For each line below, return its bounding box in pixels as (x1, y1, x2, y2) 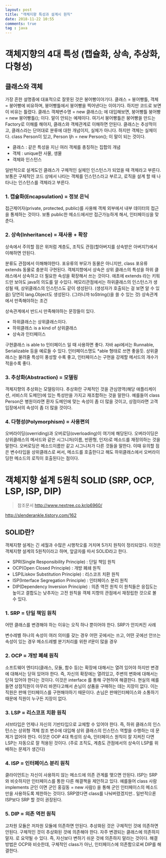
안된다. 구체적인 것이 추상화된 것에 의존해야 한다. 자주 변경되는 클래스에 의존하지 (5, 829, 160, 835)
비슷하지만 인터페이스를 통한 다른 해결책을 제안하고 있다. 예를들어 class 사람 (10, 778, 157, 784)
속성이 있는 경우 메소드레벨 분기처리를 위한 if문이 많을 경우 (5, 639, 118, 645)
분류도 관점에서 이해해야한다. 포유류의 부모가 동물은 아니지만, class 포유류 (5, 260, 148, 266)
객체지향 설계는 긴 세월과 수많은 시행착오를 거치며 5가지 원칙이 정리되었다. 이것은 (5, 542, 161, 548)
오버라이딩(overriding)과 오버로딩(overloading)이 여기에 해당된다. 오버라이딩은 (5, 430, 159, 437)
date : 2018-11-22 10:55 (5, 16, 55, 21)
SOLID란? (5, 528, 35, 536)
